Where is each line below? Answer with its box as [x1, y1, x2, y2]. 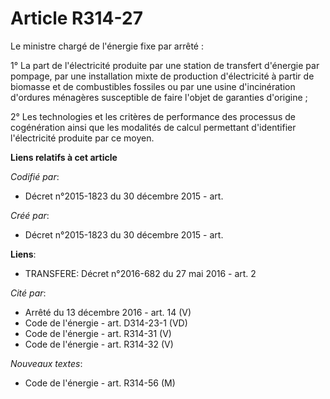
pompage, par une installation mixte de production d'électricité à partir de [10, 70, 315, 82]
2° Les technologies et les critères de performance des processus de [10, 110, 296, 122]
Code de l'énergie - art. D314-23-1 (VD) [24, 317, 188, 329]
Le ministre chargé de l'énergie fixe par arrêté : [10, 40, 204, 52]
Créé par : [10, 209, 50, 221]
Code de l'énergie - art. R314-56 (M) [24, 377, 176, 389]
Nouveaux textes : [10, 357, 83, 369]
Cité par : [10, 287, 47, 299]
